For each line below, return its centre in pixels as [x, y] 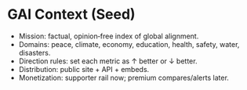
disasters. [35, 52]
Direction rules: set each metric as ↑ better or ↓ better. [108, 61]
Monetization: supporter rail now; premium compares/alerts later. [123, 77]
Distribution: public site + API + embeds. [84, 69]
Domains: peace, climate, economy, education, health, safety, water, [129, 44]
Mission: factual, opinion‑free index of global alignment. [109, 36]
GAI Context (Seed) [71, 14]
